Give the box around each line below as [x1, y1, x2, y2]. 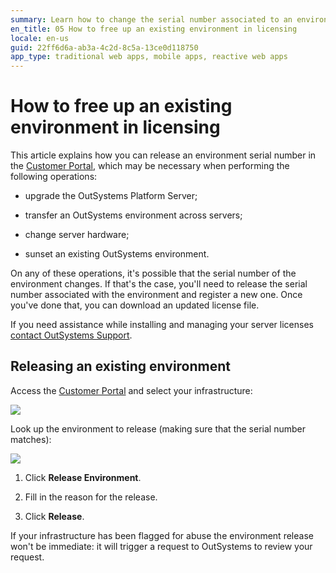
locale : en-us [10, 33, 70, 43]
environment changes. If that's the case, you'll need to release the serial [10, 278, 308, 290]
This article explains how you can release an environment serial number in [10, 149, 317, 161]
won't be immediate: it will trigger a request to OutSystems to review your [10, 540, 313, 552]
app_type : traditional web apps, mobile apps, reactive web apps [10, 52, 288, 62]
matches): [10, 433, 52, 445]
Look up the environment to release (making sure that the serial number [10, 422, 306, 435]
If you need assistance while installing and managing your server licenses [10, 319, 314, 331]
